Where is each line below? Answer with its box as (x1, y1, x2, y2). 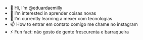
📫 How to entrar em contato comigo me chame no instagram (10, 21, 138, 27)
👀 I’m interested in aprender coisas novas (10, 10, 97, 16)
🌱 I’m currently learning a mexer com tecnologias (10, 16, 113, 21)
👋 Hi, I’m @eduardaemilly (10, 5, 63, 11)
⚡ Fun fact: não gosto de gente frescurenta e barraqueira (10, 29, 129, 35)
